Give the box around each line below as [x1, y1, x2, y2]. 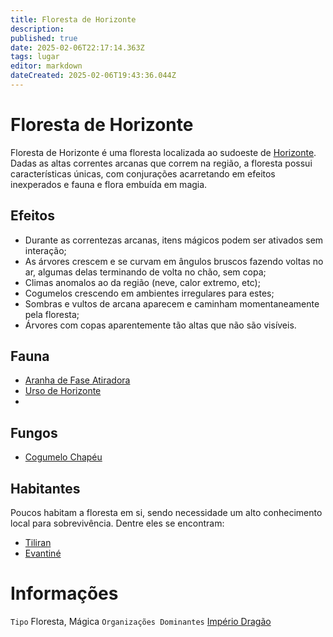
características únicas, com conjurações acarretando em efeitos [10, 167, 276, 180]
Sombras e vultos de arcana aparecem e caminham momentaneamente [24, 297, 320, 310]
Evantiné [24, 547, 62, 560]
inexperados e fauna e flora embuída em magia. [10, 178, 208, 190]
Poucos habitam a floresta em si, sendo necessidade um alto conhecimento [10, 507, 323, 519]
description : [10, 24, 65, 34]
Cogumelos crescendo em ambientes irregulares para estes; [24, 287, 275, 299]
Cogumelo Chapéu [24, 451, 103, 463]
